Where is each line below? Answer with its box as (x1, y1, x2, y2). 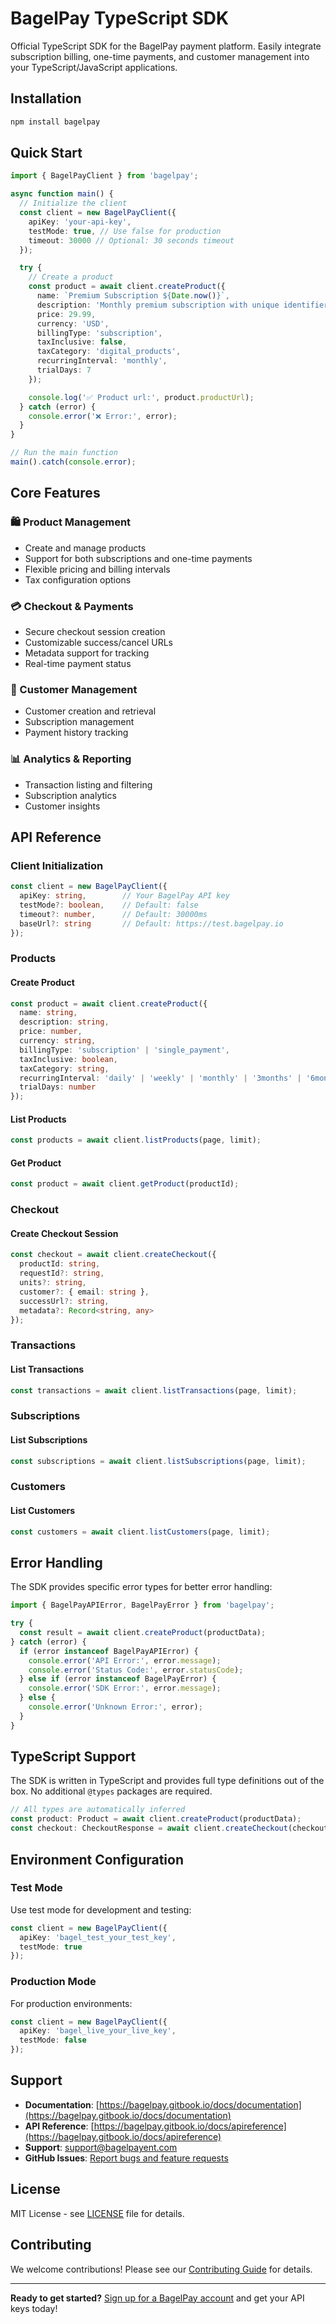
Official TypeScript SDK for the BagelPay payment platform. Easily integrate (10, 40, 322, 52)
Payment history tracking (24, 727, 129, 739)
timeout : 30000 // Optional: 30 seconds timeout (28, 235, 235, 246)
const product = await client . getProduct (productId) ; (10, 1179, 240, 1189)
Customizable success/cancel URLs (24, 636, 173, 648)
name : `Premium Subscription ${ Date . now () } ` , (36, 291, 230, 301)
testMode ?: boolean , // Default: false (19, 900, 199, 910)
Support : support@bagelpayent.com (24, 2141, 178, 2153)
